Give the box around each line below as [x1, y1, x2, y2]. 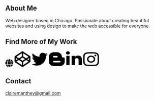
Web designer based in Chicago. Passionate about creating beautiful [5, 17, 149, 23]
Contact [5, 77, 32, 85]
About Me [5, 4, 37, 13]
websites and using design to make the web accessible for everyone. [5, 23, 150, 29]
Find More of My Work [5, 37, 77, 46]
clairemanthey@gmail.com [5, 90, 61, 96]
